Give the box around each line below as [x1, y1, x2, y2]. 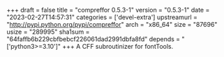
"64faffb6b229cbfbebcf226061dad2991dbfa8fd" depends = [6, 35, 181, 43]
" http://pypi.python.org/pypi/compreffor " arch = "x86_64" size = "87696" [6, 21, 218, 28]
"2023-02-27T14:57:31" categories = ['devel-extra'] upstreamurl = [6, 13, 198, 21]
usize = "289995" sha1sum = [6, 27, 90, 36]
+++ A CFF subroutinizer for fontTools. [61, 43, 174, 50]
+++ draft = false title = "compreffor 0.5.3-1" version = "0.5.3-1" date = [6, 6, 210, 14]
